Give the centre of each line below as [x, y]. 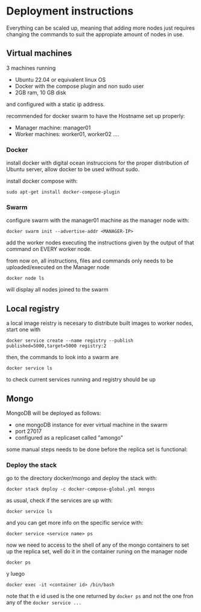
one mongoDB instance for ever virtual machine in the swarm [91, 425]
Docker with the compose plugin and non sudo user [79, 86]
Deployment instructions [70, 11]
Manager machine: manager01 [53, 128]
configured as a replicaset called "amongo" [69, 437]
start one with [24, 330]
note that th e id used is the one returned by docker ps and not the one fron [100, 596]
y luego [16, 574]
